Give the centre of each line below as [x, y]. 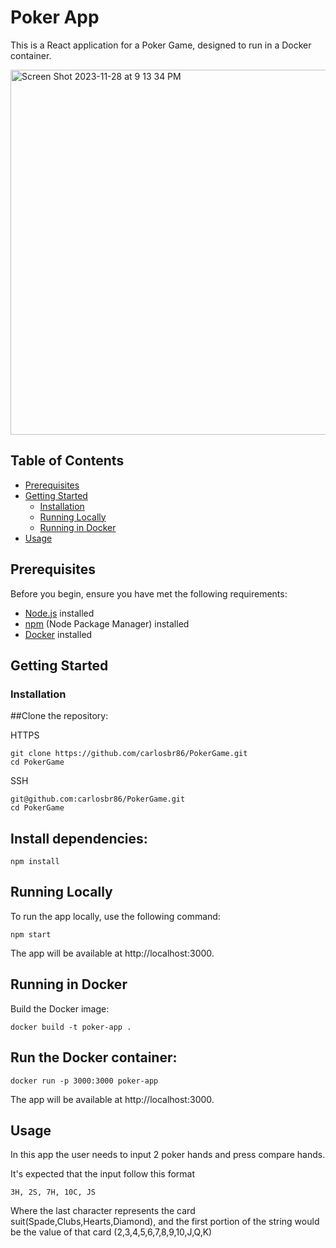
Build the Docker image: [60, 1008]
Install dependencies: [79, 838]
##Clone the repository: [59, 716]
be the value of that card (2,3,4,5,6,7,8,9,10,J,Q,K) [111, 1232]
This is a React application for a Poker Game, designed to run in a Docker [161, 45]
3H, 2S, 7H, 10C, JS [53, 1192]
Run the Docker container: [94, 1057]
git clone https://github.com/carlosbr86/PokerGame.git [129, 754]
